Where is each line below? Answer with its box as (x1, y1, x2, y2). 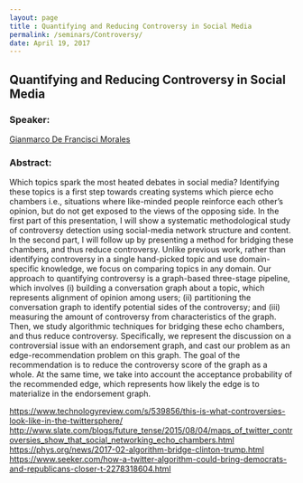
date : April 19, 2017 (9, 38, 91, 48)
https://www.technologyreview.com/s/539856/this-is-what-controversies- (9, 406, 286, 417)
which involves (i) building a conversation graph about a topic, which (9, 282, 265, 294)
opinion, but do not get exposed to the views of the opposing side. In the (9, 205, 280, 217)
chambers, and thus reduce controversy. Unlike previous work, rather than (9, 244, 286, 255)
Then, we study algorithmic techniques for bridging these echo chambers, (9, 321, 286, 332)
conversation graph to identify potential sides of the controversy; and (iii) (9, 302, 281, 313)
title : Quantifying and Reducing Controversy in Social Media (9, 22, 252, 31)
